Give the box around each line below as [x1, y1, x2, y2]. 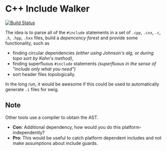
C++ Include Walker [5, 3, 90, 15]
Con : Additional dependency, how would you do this [12, 124, 121, 130]
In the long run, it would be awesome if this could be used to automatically [5, 81, 159, 87]
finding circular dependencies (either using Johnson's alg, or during [12, 50, 154, 56]
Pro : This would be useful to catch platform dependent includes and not [12, 134, 162, 141]
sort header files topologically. [12, 71, 76, 77]
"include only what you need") [12, 66, 76, 72]
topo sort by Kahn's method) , [12, 55, 74, 61]
